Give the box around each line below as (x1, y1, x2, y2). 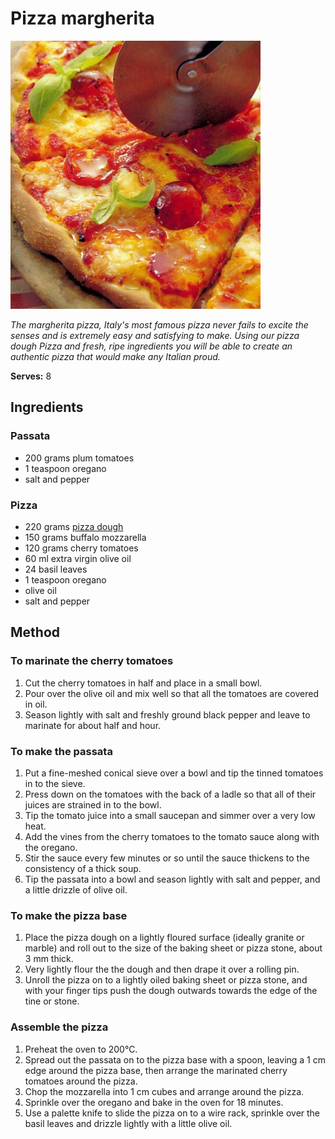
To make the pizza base (10, 908, 128, 922)
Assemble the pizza (10, 1020, 109, 1034)
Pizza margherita (10, 7, 155, 30)
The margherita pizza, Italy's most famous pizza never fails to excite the (10, 318, 309, 331)
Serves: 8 (10, 370, 52, 382)
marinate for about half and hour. (24, 719, 162, 731)
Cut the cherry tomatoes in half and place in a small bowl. (24, 677, 263, 689)
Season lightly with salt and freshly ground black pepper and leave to (24, 708, 311, 721)
